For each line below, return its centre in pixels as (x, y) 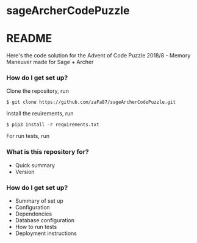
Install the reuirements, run (40, 114)
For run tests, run (28, 136)
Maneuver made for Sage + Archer (50, 62)
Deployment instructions (46, 233)
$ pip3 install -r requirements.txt (53, 125)
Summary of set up (39, 201)
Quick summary (35, 165)
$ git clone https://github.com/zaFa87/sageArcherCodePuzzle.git (91, 102)
